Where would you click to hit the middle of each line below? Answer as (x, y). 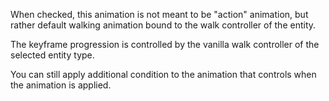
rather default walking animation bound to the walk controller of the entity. (163, 25)
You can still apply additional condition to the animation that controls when (163, 74)
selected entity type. (52, 55)
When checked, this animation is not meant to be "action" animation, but (159, 14)
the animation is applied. (61, 85)
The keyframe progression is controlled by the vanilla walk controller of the (165, 44)
